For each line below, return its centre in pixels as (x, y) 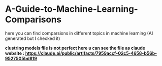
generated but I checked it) (33, 38)
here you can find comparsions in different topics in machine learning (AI (79, 33)
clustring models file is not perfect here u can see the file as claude (75, 48)
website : (15, 53)
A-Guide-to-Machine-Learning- (72, 9)
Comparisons (33, 19)
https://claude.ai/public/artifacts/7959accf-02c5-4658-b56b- (91, 53)
